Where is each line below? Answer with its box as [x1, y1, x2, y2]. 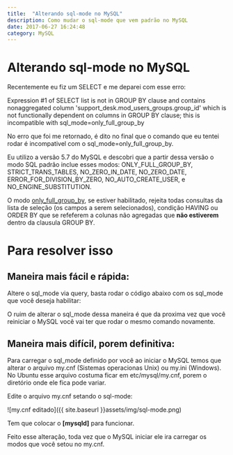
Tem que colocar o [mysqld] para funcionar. [7, 419, 134, 427]
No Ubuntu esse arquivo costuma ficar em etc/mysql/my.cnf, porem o [7, 371, 207, 379]
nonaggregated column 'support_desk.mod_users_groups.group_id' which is [7, 104, 227, 112]
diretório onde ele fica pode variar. [7, 378, 106, 387]
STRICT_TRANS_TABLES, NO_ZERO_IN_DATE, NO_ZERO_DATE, [7, 168, 187, 177]
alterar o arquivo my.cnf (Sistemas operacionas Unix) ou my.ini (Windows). [7, 364, 221, 372]
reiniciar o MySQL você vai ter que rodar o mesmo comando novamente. [7, 318, 216, 326]
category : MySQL [7, 29, 54, 37]
